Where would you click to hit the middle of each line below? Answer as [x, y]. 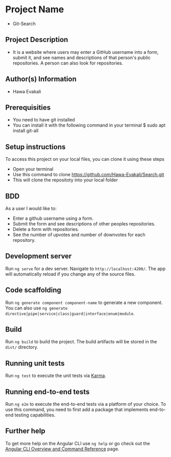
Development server [39, 256]
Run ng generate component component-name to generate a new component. [84, 302]
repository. [24, 240]
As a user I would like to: [31, 208]
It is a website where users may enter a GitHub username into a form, [86, 52]
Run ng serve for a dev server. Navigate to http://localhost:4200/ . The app [86, 268]
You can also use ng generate [36, 308]
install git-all [26, 131]
